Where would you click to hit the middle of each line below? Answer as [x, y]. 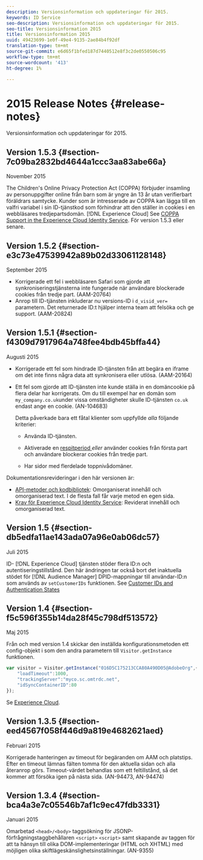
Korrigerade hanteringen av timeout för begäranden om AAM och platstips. [100, 757]
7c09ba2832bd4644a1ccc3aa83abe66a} [86, 162]
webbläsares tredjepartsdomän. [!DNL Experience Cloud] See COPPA [93, 214]
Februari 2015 [23, 745]
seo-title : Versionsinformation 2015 [54, 29]
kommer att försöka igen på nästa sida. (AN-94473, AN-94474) [85, 776]
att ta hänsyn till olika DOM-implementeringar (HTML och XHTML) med [95, 844]
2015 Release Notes [57, 103]
